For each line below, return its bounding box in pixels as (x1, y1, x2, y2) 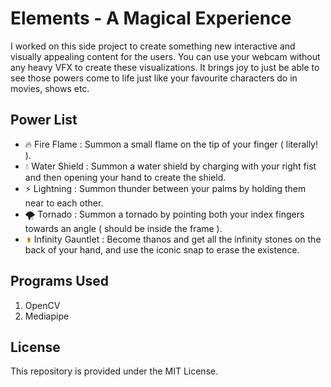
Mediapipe (24, 310, 70, 322)
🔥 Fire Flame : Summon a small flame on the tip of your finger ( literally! (24, 138, 319, 150)
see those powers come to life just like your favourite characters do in (10, 72, 298, 84)
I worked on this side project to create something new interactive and (10, 40, 296, 52)
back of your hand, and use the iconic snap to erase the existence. (24, 243, 300, 256)
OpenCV (24, 299, 61, 311)
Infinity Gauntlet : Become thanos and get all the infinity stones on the (33, 233, 322, 245)
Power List (10, 112, 78, 129)
